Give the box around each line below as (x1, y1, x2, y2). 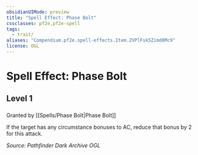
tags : (6, 26, 20, 32)
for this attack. (6, 130, 43, 137)
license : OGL (6, 43, 40, 49)
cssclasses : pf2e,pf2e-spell (6, 20, 80, 26)
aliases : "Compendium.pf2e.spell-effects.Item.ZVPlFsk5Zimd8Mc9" (6, 37, 175, 43)
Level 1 (6, 93, 33, 104)
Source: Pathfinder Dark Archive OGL (6, 142, 101, 150)
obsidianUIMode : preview (6, 9, 69, 15)
